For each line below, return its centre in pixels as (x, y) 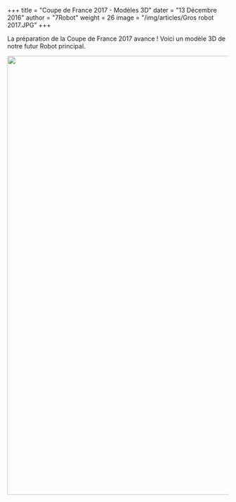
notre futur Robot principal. (46, 46)
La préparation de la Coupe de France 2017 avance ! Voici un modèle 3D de (117, 39)
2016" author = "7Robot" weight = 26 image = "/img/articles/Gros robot (111, 18)
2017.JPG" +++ (29, 25)
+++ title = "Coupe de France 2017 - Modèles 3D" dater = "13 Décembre (112, 10)
